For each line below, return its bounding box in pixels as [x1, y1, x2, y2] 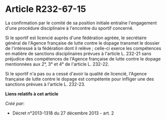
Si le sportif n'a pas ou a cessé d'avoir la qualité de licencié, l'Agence [5, 70, 147, 76]
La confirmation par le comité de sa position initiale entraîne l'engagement [5, 20, 157, 26]
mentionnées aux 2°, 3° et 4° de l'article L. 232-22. [5, 61, 109, 67]
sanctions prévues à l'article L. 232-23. [5, 81, 85, 87]
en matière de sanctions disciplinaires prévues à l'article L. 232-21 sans [5, 51, 152, 57]
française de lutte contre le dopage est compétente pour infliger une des [5, 76, 154, 82]
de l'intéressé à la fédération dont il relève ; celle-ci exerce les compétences [5, 45, 162, 51]
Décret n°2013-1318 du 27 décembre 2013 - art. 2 [12, 110, 114, 116]
